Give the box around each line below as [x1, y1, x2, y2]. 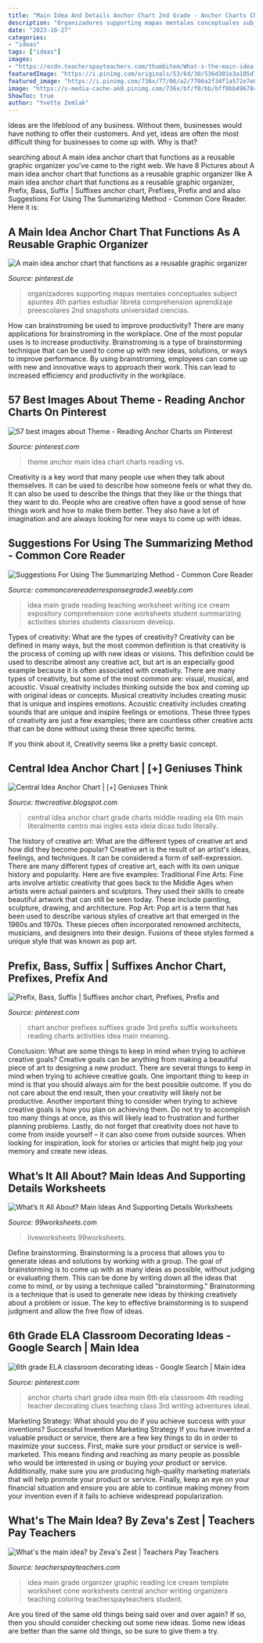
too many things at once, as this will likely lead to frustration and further [8, 1113, 240, 1123]
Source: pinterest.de [8, 273, 74, 283]
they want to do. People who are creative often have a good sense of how [8, 497, 247, 506]
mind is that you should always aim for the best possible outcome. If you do [8, 1080, 252, 1090]
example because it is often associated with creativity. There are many [8, 665, 236, 675]
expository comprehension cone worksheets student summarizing [27, 608, 241, 618]
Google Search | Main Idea [8, 1342, 139, 1355]
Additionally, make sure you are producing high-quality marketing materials [8, 1466, 250, 1476]
